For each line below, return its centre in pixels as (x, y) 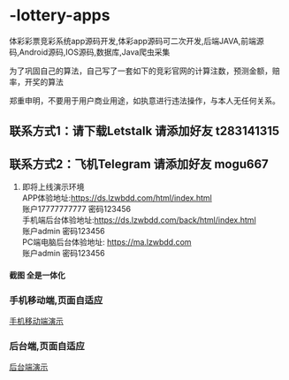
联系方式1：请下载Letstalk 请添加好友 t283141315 (144, 131)
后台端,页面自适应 (47, 346)
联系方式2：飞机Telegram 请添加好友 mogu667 (139, 164)
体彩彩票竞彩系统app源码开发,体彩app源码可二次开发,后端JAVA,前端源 (137, 41)
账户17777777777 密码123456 (76, 209)
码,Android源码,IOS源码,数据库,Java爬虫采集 (90, 52)
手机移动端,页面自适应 (56, 300)
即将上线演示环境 (53, 187)
